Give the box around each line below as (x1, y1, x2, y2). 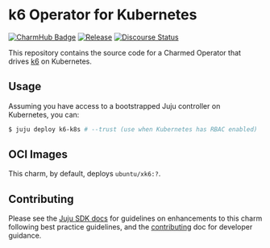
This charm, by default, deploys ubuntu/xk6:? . (8, 169, 161, 179)
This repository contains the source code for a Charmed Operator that (8, 48, 242, 57)
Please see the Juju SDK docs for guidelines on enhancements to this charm (8, 213, 263, 223)
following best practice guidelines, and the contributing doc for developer (8, 222, 253, 232)
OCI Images (8, 147, 69, 162)
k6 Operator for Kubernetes (8, 6, 197, 24)
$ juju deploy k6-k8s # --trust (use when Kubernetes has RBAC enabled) (8, 125, 258, 134)
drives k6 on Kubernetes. (8, 56, 93, 66)
